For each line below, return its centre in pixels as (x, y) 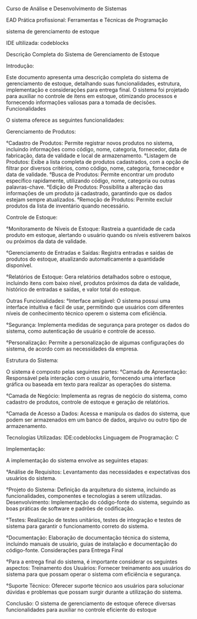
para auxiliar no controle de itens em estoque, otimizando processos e (92, 96)
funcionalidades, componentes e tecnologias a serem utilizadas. (84, 496)
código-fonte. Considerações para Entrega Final (65, 550)
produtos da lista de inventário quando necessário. (68, 206)
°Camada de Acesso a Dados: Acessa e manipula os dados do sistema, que (98, 414)
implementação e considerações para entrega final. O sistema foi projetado (98, 90)
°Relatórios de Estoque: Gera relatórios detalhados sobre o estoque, (89, 277)
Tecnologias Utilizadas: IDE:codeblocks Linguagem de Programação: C (92, 437)
